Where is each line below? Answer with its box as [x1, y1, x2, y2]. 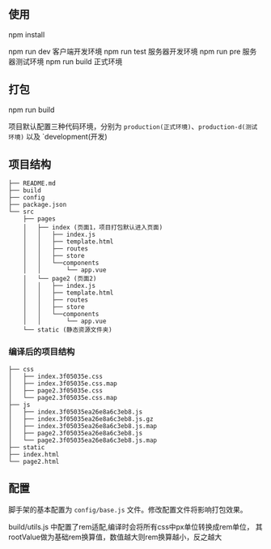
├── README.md [8, 179, 57, 188]
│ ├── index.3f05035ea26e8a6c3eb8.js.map [8, 422, 158, 430]
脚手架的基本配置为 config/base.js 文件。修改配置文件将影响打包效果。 [8, 504, 248, 514]
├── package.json [8, 201, 67, 209]
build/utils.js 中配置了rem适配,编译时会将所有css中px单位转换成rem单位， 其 [8, 521, 263, 531]
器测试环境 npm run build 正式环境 [8, 56, 123, 66]
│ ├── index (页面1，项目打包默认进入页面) [23, 224, 163, 232]
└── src [8, 208, 35, 217]
